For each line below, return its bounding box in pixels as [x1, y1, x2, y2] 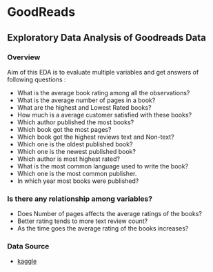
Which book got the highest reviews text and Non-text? [17, 133, 174, 141]
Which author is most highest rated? [17, 155, 121, 163]
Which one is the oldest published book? [17, 139, 133, 148]
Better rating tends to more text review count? [17, 217, 148, 225]
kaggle [17, 257, 37, 266]
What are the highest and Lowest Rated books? [17, 103, 152, 111]
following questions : [7, 75, 67, 84]
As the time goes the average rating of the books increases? [17, 224, 189, 233]
